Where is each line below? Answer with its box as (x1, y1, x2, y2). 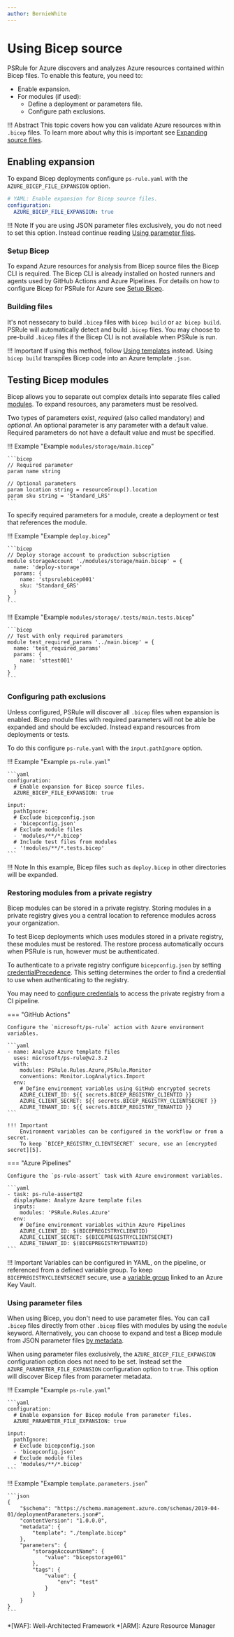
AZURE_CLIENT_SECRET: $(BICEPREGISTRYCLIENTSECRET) (20, 1234, 173, 1241)
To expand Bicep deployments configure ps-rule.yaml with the (7, 175, 189, 183)
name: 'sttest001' (20, 657, 73, 665)
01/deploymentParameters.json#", (7, 1512, 105, 1519)
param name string (7, 468, 61, 475)
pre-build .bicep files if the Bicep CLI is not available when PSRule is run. (7, 332, 218, 341)
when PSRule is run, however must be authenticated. (7, 947, 159, 956)
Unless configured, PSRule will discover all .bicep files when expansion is (7, 707, 220, 716)
